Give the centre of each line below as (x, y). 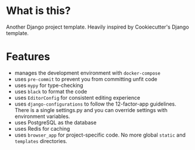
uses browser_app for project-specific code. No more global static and (100, 135)
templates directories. (41, 141)
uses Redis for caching (42, 128)
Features (28, 57)
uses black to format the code (51, 91)
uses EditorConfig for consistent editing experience (77, 97)
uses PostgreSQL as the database (55, 122)
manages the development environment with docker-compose (88, 73)
